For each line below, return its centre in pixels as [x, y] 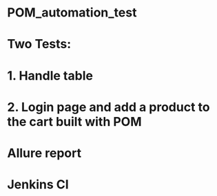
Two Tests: [39, 44]
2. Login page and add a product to [108, 107]
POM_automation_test [72, 13]
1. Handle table [50, 75]
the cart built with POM [75, 121]
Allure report [44, 153]
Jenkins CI [38, 185]
